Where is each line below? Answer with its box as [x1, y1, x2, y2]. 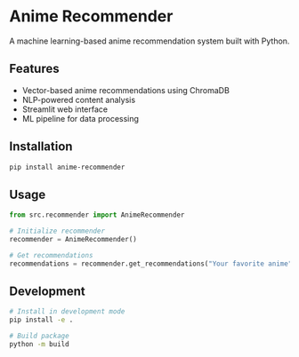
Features [9, 61, 60, 76]
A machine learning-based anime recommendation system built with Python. [9, 36, 290, 46]
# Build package [9, 331, 69, 341]
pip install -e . [9, 315, 74, 325]
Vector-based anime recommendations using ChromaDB [21, 84, 230, 95]
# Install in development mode [9, 307, 125, 316]
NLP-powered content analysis [21, 94, 136, 105]
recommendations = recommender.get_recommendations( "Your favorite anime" [9, 259, 293, 268]
